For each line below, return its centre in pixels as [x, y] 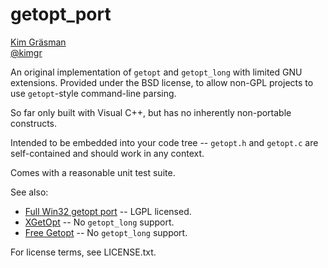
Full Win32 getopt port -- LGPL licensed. [108, 211]
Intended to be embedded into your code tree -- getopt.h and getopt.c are [164, 142]
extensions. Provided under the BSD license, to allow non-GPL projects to [162, 82]
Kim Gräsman [38, 42]
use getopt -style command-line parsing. [93, 93]
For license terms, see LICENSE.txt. [83, 252]
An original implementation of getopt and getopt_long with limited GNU [156, 72]
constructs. [34, 123]
